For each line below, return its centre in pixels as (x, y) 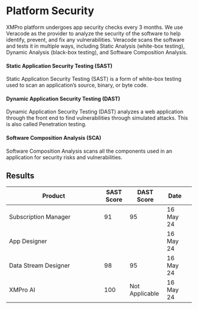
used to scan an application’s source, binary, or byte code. (77, 85)
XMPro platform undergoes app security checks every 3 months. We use (95, 27)
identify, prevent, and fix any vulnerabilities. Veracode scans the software (95, 40)
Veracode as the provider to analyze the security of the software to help (93, 33)
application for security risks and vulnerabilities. (64, 157)
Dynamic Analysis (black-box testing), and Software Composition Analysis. (97, 52)
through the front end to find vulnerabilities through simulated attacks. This (97, 118)
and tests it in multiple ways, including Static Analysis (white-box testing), (95, 46)
